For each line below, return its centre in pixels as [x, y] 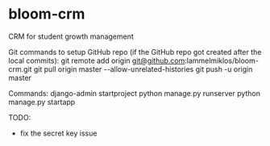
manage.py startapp [42, 102]
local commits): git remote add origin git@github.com [97, 60]
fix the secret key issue [58, 133]
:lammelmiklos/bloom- [222, 60]
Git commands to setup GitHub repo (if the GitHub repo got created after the [135, 52]
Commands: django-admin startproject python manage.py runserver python [134, 93]
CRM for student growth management [71, 36]
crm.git [20, 69]
